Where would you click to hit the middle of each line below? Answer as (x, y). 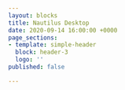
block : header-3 (42, 52)
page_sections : (33, 37)
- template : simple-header (52, 45)
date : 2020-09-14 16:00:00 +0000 (63, 30)
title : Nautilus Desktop (49, 23)
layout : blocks (33, 15)
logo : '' (29, 60)
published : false (37, 67)
